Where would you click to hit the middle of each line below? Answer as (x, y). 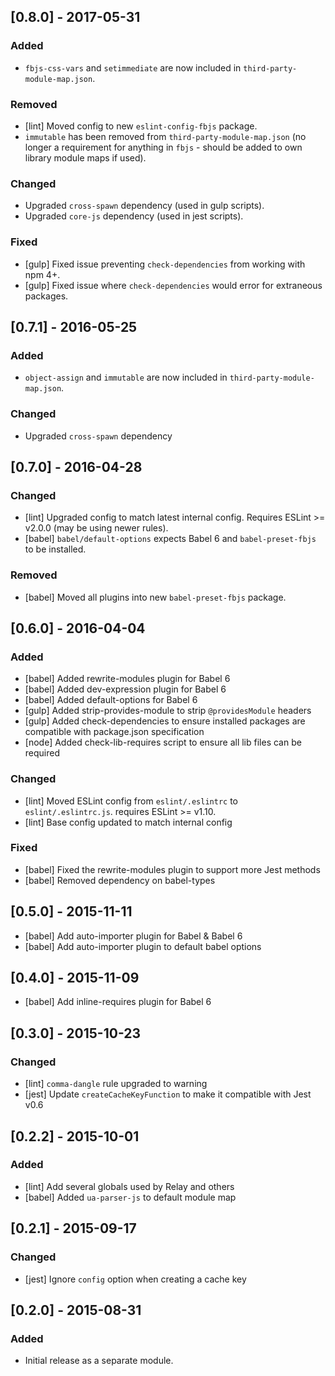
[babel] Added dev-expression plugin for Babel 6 (125, 689)
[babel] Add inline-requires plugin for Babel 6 (118, 1002)
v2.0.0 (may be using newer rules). (96, 528)
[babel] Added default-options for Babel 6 (111, 700)
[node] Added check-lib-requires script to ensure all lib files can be (163, 742)
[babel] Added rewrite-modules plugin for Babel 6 (127, 679)
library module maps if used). (85, 157)
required (42, 753)
